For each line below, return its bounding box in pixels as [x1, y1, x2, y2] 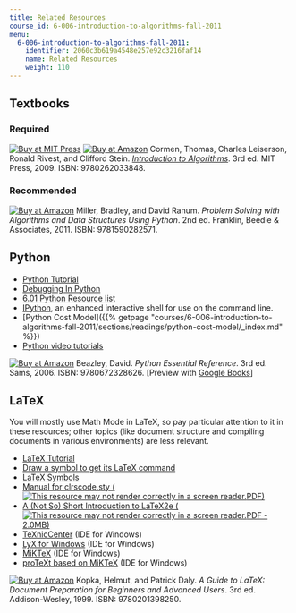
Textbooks [9, 96, 70, 112]
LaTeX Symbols [21, 472, 80, 483]
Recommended [9, 184, 78, 197]
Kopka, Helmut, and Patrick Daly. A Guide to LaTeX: [75, 575, 266, 586]
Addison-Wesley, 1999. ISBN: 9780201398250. [9, 594, 182, 605]
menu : [9, 30, 30, 38]
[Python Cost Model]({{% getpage [21, 311, 149, 322]
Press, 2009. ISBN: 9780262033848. [9, 162, 146, 173]
